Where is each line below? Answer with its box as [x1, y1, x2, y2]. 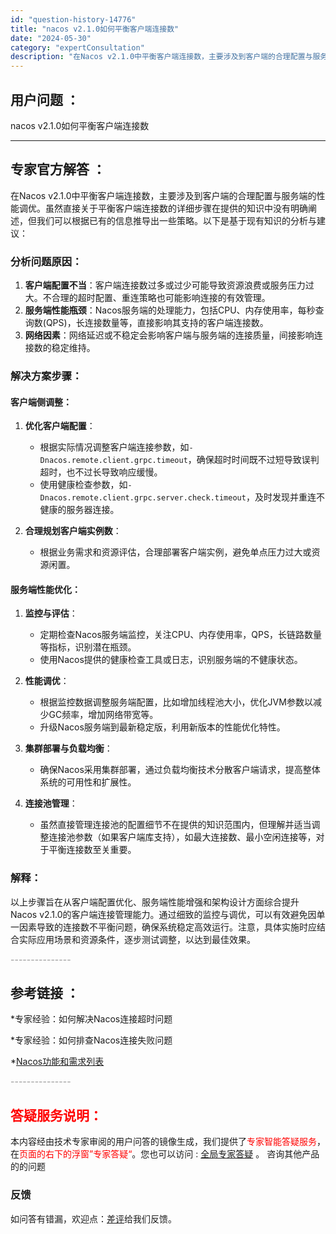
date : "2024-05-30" [10, 33, 92, 43]
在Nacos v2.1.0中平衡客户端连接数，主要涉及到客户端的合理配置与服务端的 [10, 189, 317, 201]
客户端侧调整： [10, 396, 72, 408]
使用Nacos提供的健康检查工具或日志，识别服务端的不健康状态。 [39, 654, 303, 666]
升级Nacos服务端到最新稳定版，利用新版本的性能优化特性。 [39, 721, 286, 733]
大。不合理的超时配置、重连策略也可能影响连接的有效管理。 [24, 292, 271, 304]
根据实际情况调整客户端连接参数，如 [39, 441, 190, 453]
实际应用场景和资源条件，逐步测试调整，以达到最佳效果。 [18, 933, 256, 945]
